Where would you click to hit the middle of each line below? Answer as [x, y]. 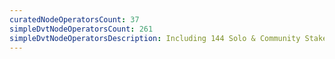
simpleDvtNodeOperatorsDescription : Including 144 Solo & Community [155, 38]
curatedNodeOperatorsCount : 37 [74, 19]
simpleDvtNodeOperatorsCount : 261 [81, 29]
